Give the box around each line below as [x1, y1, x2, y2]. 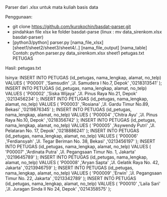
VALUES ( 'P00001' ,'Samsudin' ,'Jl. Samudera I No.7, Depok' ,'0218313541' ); [5, 80, 162, 86]
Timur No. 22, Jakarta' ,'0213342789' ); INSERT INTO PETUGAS [5, 176, 137, 181]
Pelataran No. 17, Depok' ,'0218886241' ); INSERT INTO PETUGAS [5, 128, 140, 134]
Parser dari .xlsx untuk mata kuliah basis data [5, 4, 99, 10]
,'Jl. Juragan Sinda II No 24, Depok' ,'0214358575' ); [5, 186, 112, 192]
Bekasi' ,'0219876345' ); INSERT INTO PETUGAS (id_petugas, [5, 107, 132, 112]
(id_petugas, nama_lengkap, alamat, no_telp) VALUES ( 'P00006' [5, 133, 138, 139]
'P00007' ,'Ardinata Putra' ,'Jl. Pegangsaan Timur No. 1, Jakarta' [5, 149, 136, 155]
